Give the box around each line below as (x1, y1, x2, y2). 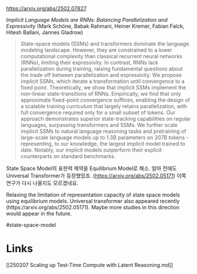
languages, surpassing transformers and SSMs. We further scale (20, 122, 178, 128)
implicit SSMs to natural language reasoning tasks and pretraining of (20, 128, 186, 135)
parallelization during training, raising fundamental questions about (20, 65, 183, 72)
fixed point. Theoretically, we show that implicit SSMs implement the (20, 84, 186, 91)
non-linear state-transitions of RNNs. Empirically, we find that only (20, 91, 181, 97)
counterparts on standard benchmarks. (20, 153, 116, 159)
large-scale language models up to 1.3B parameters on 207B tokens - (20, 134, 189, 141)
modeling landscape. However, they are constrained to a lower (20, 46, 172, 54)
